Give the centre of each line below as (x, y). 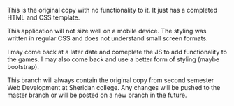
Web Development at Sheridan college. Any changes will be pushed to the (114, 88)
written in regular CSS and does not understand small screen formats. (108, 38)
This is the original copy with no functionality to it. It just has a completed (112, 10)
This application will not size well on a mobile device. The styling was (107, 31)
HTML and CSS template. (44, 17)
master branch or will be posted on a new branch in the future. (97, 95)
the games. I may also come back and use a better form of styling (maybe (114, 59)
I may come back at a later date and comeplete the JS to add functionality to (117, 52)
